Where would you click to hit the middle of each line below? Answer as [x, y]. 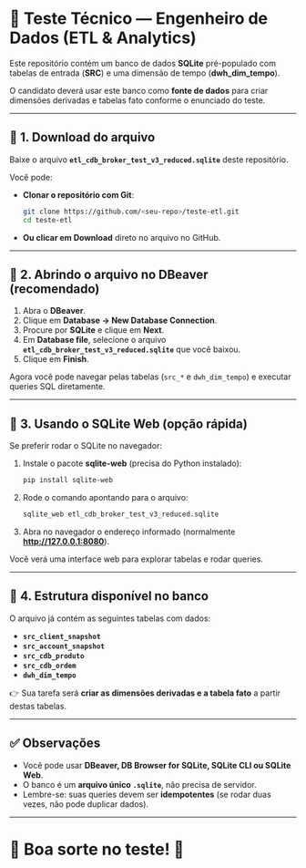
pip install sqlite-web [68, 480]
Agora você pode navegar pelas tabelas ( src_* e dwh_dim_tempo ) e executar [150, 377]
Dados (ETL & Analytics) [103, 38]
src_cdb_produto [53, 656]
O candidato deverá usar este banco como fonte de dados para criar [139, 90]
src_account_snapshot [63, 646]
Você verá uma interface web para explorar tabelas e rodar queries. [137, 559]
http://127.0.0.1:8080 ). [66, 541]
